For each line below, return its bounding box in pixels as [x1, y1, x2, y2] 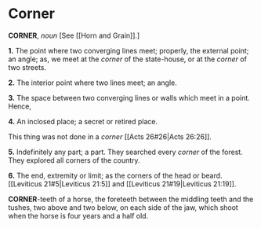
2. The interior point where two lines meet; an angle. [8, 78, 178, 87]
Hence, [8, 101, 32, 111]
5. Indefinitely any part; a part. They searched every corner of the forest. [8, 147, 243, 156]
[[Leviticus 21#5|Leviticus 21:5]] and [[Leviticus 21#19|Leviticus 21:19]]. [8, 178, 237, 189]
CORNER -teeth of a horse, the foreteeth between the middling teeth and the [8, 194, 254, 204]
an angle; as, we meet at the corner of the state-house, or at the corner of [8, 54, 247, 64]
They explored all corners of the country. [8, 155, 140, 165]
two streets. [8, 62, 47, 72]
